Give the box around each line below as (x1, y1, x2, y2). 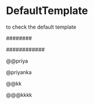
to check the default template (6, 23, 77, 30)
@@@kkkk (6, 91, 32, 98)
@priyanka (6, 68, 32, 75)
